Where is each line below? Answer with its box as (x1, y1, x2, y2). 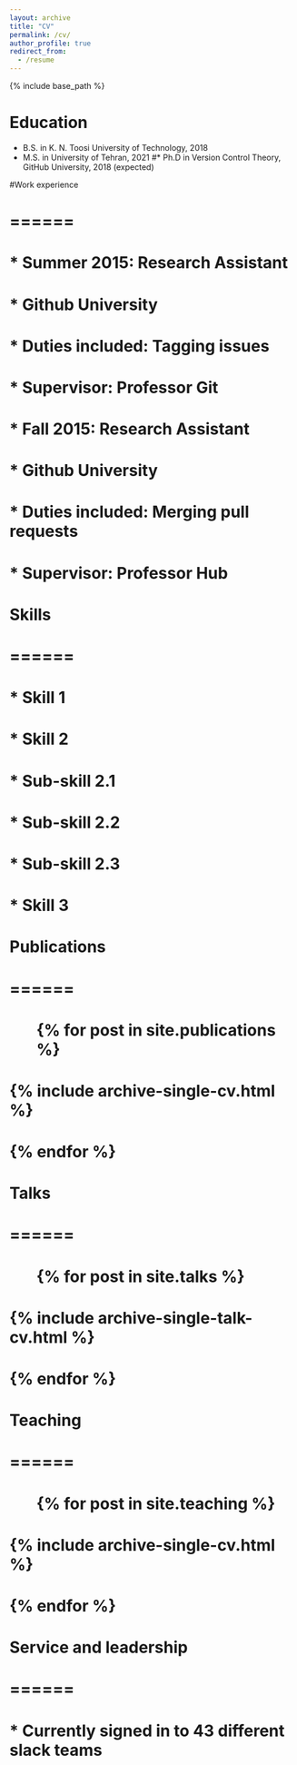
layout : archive (9, 13, 71, 23)
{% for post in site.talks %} (35, 1266, 245, 1286)
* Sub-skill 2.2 (9, 812, 121, 832)
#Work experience (9, 179, 79, 190)
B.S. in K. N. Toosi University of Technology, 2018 (22, 142, 209, 153)
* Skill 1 (9, 688, 66, 709)
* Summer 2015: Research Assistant (9, 253, 289, 273)
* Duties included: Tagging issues (9, 335, 270, 356)
